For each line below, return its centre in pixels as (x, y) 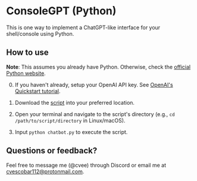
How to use (27, 53)
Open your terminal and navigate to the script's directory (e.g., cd (95, 114)
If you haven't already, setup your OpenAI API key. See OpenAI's (94, 85)
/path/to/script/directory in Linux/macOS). (70, 120)
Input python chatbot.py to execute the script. (71, 132)
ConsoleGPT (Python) (61, 11)
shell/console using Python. (40, 33)
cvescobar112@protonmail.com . (45, 171)
